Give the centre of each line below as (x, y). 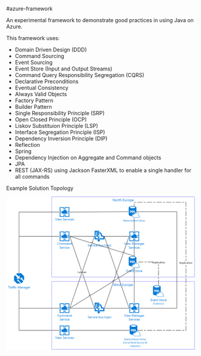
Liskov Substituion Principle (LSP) (57, 126)
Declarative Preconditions (47, 81)
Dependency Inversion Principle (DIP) (61, 139)
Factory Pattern (34, 100)
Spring (23, 151)
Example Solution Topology (40, 188)
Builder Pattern (33, 107)
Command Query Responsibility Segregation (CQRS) (80, 75)
